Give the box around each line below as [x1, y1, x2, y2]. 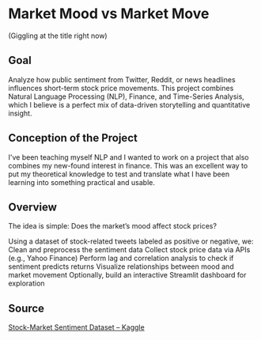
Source [8, 301, 45, 315]
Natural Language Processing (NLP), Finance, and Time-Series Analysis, [8, 92, 245, 101]
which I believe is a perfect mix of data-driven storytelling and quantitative [8, 100, 251, 109]
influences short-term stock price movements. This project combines [8, 83, 234, 93]
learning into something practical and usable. [8, 177, 156, 187]
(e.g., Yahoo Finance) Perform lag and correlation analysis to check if [8, 254, 234, 263]
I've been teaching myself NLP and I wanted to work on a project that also [8, 152, 249, 162]
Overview [8, 200, 58, 213]
